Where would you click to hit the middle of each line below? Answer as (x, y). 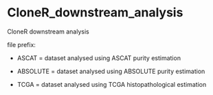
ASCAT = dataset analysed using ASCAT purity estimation (99, 58)
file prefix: (22, 44)
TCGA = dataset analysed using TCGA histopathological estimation (112, 84)
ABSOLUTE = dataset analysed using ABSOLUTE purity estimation (111, 71)
